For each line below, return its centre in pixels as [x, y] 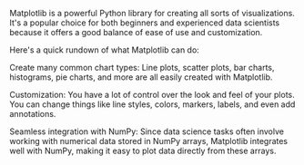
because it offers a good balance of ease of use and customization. [136, 32]
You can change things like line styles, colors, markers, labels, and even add [152, 104]
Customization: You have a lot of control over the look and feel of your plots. [152, 95]
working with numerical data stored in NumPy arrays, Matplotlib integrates [149, 141]
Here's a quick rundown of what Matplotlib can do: [105, 50]
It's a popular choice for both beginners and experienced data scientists [145, 23]
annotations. [33, 114]
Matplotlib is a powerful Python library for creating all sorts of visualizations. [152, 13]
